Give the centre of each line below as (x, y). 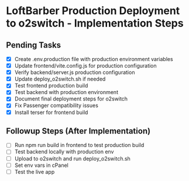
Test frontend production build (51, 86)
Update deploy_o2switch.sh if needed (60, 79)
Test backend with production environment (66, 92)
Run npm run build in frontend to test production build (79, 145)
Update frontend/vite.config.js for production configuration (85, 66)
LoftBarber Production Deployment (93, 11)
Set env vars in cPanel (41, 165)
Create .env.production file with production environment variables (94, 59)
